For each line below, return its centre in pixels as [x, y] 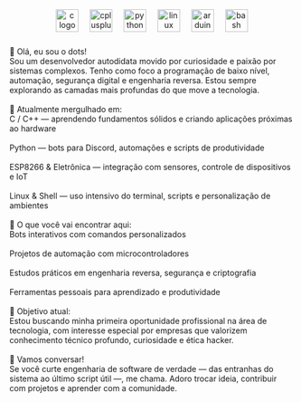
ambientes [29, 205]
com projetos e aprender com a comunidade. [94, 388]
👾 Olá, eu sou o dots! [48, 51]
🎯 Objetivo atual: [40, 311]
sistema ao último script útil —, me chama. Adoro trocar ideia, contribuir [143, 378]
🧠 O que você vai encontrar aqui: [71, 225]
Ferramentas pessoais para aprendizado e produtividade [115, 292]
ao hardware [33, 128]
